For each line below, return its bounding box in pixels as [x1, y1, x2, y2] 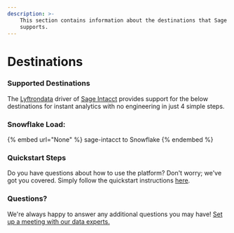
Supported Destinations [7, 79, 90, 88]
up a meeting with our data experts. [7, 217, 110, 225]
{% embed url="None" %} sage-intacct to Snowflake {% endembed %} [7, 135, 214, 144]
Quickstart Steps [7, 153, 67, 163]
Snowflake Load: [7, 119, 66, 129]
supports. [20, 23, 49, 30]
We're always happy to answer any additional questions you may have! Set [7, 210, 223, 218]
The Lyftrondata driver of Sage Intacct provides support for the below [7, 94, 209, 102]
